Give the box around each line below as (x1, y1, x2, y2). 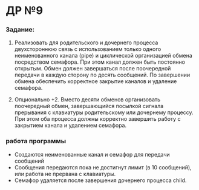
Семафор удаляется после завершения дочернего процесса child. (14, 177, 187, 184)
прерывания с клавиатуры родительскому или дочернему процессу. (14, 109, 194, 116)
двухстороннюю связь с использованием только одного (14, 46, 161, 53)
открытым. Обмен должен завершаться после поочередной (14, 65, 171, 72)
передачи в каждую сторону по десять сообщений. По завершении (14, 71, 191, 79)
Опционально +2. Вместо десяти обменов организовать (14, 96, 161, 103)
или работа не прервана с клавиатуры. (14, 170, 116, 177)
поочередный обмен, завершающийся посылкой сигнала (14, 103, 164, 110)
